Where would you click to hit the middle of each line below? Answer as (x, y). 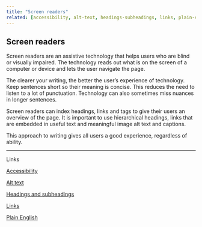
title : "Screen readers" (37, 12)
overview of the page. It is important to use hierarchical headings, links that (99, 118)
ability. (14, 142)
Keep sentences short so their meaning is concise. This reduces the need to (100, 87)
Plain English (22, 217)
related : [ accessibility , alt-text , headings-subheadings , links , (91, 17)
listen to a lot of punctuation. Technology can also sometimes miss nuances (100, 93)
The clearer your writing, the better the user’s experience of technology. (96, 80)
